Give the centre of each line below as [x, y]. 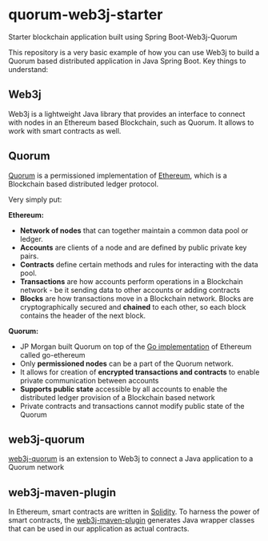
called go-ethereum [52, 355]
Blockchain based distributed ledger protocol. [84, 184]
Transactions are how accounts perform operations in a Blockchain [132, 281]
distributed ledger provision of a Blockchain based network [117, 397]
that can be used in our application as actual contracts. [99, 529]
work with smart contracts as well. [65, 130]
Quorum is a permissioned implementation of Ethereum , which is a [118, 175]
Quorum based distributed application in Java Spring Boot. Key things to [127, 61]
